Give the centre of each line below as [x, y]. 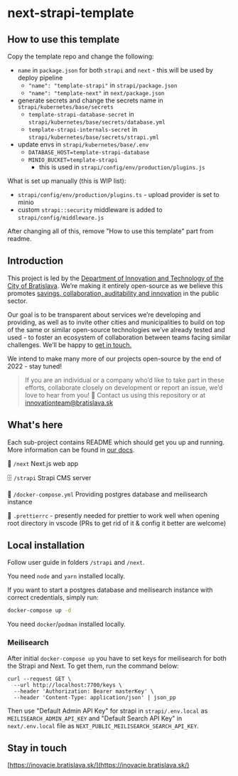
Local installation [46, 546]
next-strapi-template [71, 13]
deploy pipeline [40, 78]
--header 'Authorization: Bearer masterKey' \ [84, 691]
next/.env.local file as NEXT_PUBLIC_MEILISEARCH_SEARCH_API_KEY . [103, 725]
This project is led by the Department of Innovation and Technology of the [115, 278]
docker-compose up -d [39, 611]
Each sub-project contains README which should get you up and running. [116, 442]
